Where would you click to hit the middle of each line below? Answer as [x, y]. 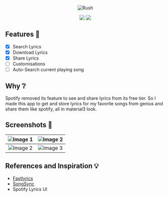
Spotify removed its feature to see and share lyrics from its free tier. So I [81, 98]
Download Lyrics [30, 52]
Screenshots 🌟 [29, 125]
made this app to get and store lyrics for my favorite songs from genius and [84, 103]
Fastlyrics [23, 178]
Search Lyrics [27, 46]
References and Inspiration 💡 [52, 166]
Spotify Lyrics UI [30, 189]
